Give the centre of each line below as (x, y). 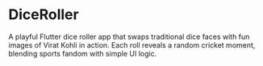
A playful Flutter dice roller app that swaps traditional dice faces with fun (129, 37)
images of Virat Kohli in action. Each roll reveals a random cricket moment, (132, 45)
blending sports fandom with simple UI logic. (83, 53)
